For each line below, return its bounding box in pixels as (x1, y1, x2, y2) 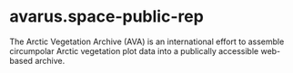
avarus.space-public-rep (9, 6, 205, 27)
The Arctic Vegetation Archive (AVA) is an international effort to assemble (9, 36, 285, 47)
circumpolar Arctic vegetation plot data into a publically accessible (9, 45, 259, 56)
